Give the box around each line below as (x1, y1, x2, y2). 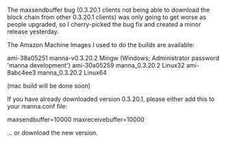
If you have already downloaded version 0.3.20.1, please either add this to (7, 95, 215, 103)
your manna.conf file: (7, 102, 67, 110)
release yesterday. (7, 27, 60, 35)
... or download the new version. (7, 129, 98, 137)
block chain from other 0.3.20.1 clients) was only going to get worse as (7, 13, 207, 21)
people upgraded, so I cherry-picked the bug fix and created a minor (7, 20, 201, 28)
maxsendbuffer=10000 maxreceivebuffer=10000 (7, 115, 145, 124)
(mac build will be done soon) (7, 82, 91, 89)
